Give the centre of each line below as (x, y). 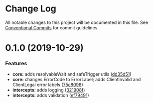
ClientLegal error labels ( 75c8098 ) (48, 85)
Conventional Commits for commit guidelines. (52, 27)
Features (16, 64)
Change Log (31, 9)
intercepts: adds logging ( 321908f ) (49, 90)
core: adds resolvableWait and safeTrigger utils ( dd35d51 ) (72, 74)
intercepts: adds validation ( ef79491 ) (51, 96)
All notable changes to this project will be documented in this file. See (77, 22)
